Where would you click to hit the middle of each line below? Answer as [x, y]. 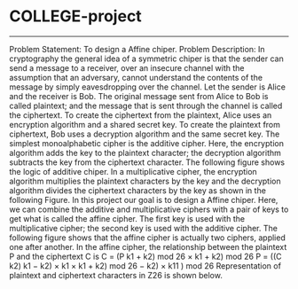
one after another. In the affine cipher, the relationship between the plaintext [148, 246]
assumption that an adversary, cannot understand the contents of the [136, 77]
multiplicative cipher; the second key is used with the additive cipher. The [143, 228]
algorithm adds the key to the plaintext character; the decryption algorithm [145, 152]
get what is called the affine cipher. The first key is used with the [127, 218]
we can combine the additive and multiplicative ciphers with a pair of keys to [149, 209]
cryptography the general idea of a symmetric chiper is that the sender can [146, 59]
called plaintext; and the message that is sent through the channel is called [146, 105]
